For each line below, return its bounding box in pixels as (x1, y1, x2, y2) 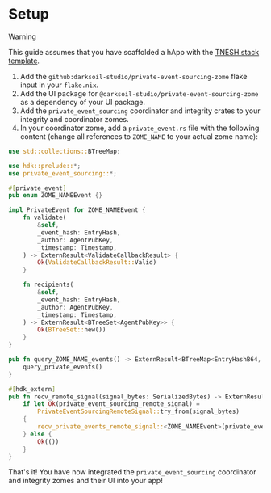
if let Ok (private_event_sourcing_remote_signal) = (23, 400, 200, 408)
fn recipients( (23, 280, 74, 289)
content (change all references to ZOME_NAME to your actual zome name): (19, 131, 258, 141)
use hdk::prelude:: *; (8, 162, 81, 170)
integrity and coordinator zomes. (19, 114, 129, 124)
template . (8, 56, 40, 65)
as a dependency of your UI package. (19, 97, 146, 107)
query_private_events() (23, 363, 103, 371)
